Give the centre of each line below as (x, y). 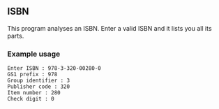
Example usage (34, 54)
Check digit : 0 (31, 99)
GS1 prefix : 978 (32, 75)
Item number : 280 (34, 93)
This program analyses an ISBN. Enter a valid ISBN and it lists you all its (109, 28)
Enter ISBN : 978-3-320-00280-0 (54, 68)
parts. (16, 36)
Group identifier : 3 (39, 81)
